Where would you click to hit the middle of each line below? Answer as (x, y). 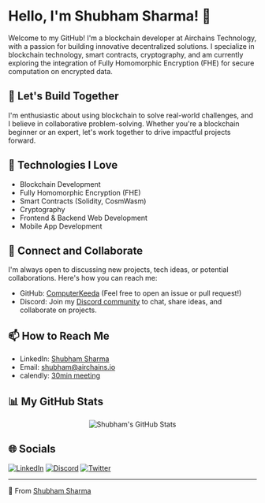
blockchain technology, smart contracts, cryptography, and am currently (126, 54)
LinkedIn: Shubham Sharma (64, 359)
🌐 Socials (32, 449)
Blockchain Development (60, 184)
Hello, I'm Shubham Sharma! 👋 (110, 16)
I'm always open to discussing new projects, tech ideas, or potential (118, 270)
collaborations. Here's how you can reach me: (83, 278)
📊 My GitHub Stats (56, 401)
